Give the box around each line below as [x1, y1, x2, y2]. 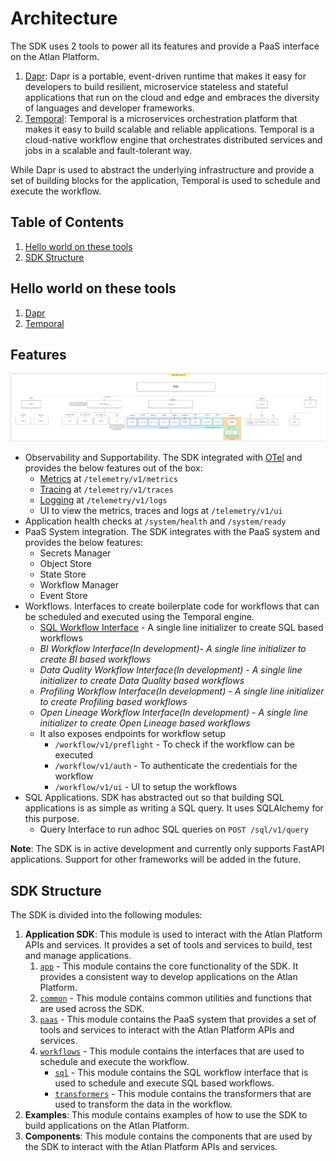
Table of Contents [10, 214, 125, 231]
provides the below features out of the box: [24, 462, 203, 474]
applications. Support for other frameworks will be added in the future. [10, 853, 302, 866]
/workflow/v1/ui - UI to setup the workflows [54, 781, 238, 793]
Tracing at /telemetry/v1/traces [39, 483, 174, 496]
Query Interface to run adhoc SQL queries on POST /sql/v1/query [39, 823, 309, 836]
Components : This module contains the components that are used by [24, 1130, 313, 1142]
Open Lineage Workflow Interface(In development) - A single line [39, 707, 309, 719]
